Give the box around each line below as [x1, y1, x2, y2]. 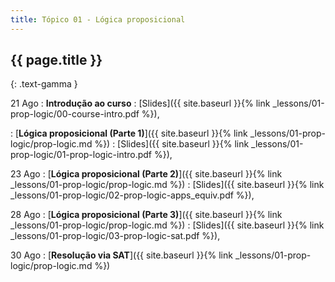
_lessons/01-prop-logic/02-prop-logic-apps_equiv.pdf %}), [10, 189, 255, 201]
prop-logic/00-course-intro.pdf [10, 108, 140, 120]
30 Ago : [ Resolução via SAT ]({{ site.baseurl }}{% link [10, 249, 233, 261]
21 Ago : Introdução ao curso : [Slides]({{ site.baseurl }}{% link [10, 97, 271, 110]
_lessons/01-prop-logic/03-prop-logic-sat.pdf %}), [10, 230, 221, 242]
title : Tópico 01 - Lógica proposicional [10, 14, 186, 25]
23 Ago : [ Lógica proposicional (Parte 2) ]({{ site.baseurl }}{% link [10, 168, 283, 180]
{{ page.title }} [10, 52, 103, 69]
